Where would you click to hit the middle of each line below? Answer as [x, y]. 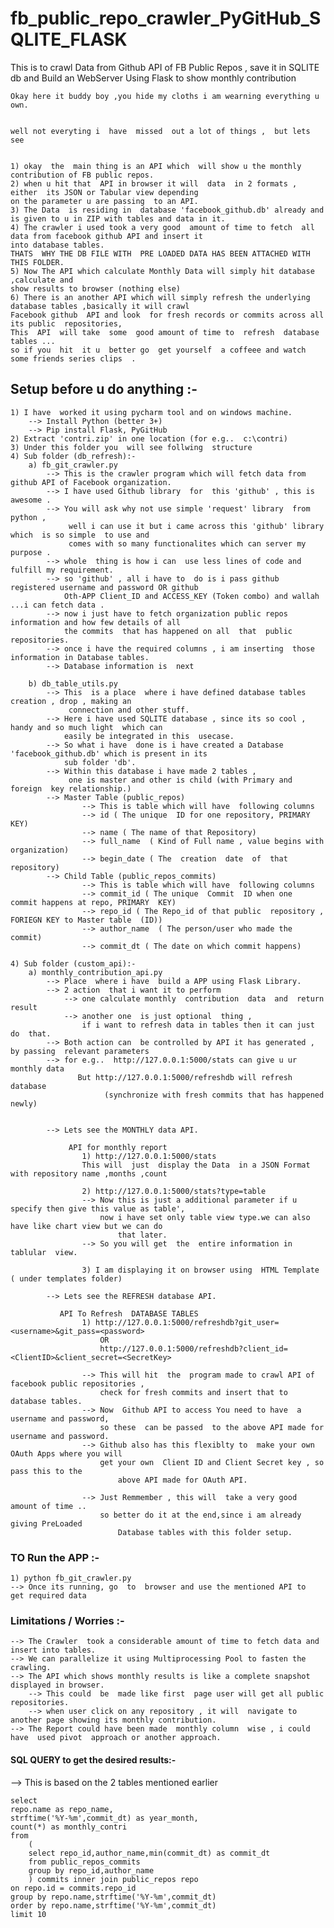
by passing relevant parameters [80, 1051]
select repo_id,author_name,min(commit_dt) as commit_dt [149, 1853]
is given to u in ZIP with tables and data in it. [118, 218]
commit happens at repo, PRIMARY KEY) [93, 902]
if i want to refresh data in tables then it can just [198, 1025]
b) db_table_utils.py [73, 683]
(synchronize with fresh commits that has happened [214, 1095]
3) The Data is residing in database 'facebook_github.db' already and [167, 210]
